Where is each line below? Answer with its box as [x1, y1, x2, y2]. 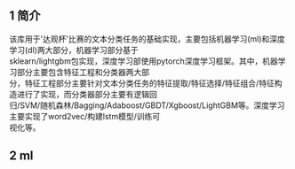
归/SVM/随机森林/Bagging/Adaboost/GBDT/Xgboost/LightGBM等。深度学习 [9, 100, 285, 111]
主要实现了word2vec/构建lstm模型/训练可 [9, 111, 161, 121]
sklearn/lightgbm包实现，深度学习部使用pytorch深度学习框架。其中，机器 [9, 56, 278, 66]
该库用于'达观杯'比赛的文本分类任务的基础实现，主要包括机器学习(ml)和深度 [9, 34, 286, 44]
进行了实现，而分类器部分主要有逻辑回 [16, 88, 157, 99]
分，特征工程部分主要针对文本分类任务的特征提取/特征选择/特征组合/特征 [9, 78, 275, 88]
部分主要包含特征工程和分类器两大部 [16, 66, 149, 77]
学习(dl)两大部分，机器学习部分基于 [9, 44, 140, 55]
